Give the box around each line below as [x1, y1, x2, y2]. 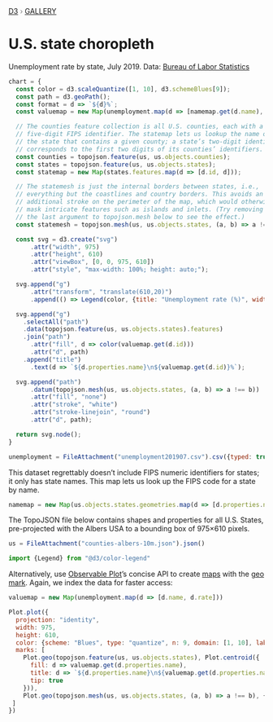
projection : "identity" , [15, 615, 100, 624]
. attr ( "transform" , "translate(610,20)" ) [29, 288, 173, 296]
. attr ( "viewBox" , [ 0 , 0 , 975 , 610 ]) [29, 258, 154, 266]
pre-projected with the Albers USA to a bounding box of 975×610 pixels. [8, 524, 250, 534]
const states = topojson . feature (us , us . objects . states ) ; [15, 161, 217, 169]
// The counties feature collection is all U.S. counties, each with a [15, 122, 264, 131]
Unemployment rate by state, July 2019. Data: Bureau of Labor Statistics [8, 61, 250, 71]
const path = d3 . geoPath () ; [15, 92, 111, 101]
